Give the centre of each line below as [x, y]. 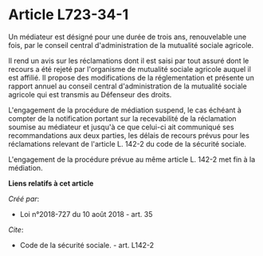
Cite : [16, 230]
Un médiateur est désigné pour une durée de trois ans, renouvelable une [128, 37]
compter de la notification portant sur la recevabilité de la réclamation [122, 118]
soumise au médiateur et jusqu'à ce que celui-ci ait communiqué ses [121, 127]
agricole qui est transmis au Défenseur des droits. [90, 94]
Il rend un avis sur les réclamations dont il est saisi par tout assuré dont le [129, 61]
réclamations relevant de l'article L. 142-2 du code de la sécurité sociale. [128, 144]
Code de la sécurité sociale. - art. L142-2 [87, 245]
